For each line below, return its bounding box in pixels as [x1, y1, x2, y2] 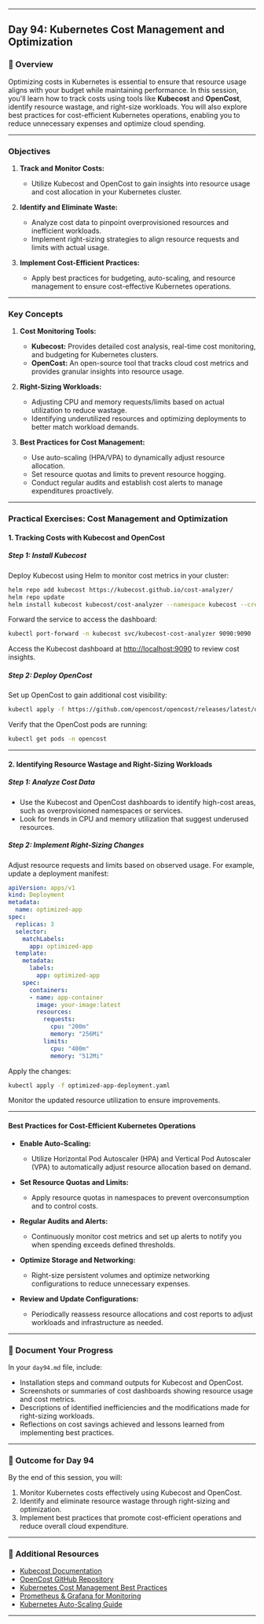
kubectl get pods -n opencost [8, 735, 108, 744]
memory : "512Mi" [49, 1052, 104, 1060]
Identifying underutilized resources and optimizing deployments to [31, 414, 247, 423]
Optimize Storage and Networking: [19, 1255, 136, 1264]
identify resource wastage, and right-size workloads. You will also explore [8, 101, 247, 111]
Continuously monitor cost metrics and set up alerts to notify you [31, 1231, 242, 1241]
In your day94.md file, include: [8, 1362, 102, 1371]
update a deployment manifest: [8, 869, 109, 878]
